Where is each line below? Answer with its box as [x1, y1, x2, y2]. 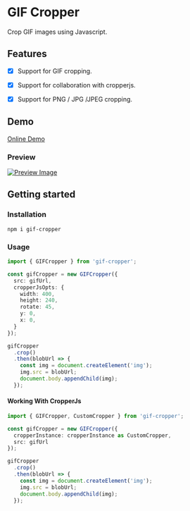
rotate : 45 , [20, 304, 55, 311]
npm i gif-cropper [7, 226, 61, 233]
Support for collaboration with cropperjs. [17, 80, 136, 89]
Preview [7, 152, 36, 162]
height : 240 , [20, 297, 58, 304]
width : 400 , [20, 290, 55, 297]
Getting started [7, 188, 76, 201]
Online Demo [7, 135, 46, 143]
